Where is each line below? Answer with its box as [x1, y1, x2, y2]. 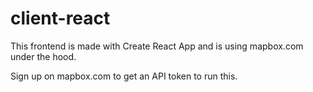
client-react [10, 7, 111, 30]
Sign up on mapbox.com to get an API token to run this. [10, 70, 238, 82]
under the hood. [10, 50, 77, 62]
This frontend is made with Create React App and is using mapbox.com [10, 40, 304, 52]
